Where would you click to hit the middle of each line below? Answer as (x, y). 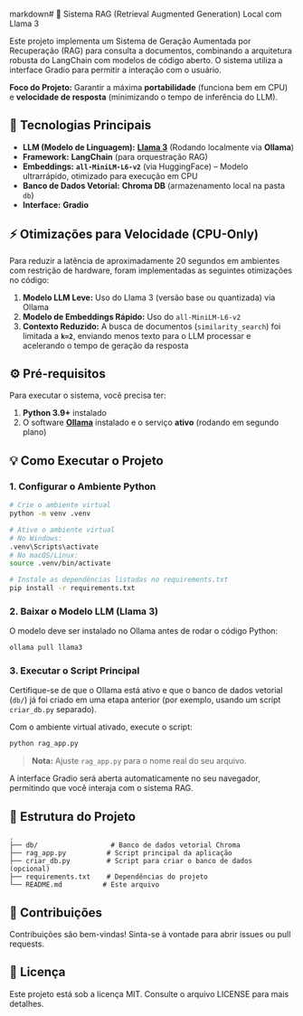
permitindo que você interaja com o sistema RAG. (102, 788)
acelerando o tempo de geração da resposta (105, 345)
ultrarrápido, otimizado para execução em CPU (110, 175)
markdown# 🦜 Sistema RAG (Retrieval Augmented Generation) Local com (146, 14)
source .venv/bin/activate (60, 564)
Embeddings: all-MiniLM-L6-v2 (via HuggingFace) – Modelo (135, 166)
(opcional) (30, 869)
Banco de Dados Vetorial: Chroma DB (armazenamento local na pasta (154, 185)
